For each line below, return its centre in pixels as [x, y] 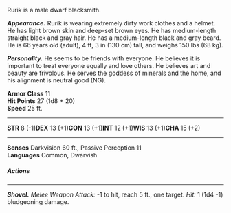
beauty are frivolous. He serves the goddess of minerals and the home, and [114, 73]
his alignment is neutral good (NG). [57, 80]
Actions [19, 170]
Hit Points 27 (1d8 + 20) [41, 101]
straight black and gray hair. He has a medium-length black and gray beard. [114, 38]
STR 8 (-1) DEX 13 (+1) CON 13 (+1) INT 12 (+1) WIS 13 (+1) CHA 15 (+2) [104, 128]
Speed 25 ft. [25, 108]
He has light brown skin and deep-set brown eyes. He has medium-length [112, 31]
